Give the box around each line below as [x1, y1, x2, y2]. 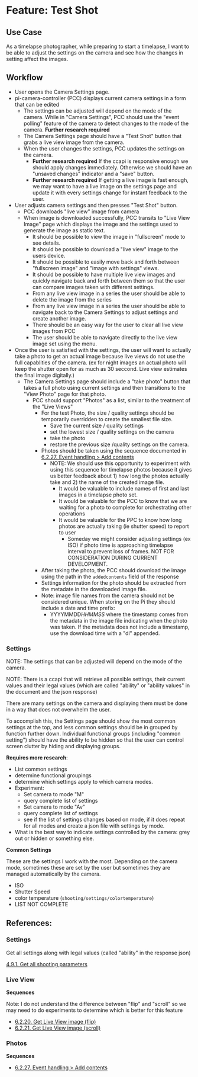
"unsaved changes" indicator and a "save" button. [32, 170, 155, 177]
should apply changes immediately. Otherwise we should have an [32, 164, 192, 171]
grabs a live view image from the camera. [23, 139, 125, 146]
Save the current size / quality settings [50, 422, 144, 429]
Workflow [6, 72, 43, 83]
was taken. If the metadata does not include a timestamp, [50, 623, 190, 630]
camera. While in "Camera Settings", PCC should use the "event [23, 113, 180, 120]
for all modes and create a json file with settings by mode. [23, 822, 165, 829]
